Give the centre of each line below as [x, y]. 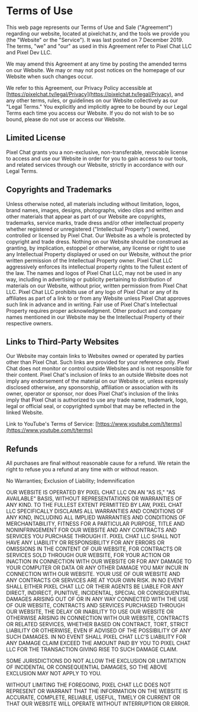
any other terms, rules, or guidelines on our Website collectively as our [92, 100]
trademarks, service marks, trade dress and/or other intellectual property [95, 222]
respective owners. [30, 323]
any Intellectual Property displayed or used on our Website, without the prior [99, 254]
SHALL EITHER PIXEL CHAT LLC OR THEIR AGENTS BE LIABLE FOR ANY [95, 587]
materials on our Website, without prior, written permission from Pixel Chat [97, 286]
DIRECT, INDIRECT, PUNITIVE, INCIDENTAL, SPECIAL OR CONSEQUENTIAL [98, 593]
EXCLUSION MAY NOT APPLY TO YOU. [54, 674]
